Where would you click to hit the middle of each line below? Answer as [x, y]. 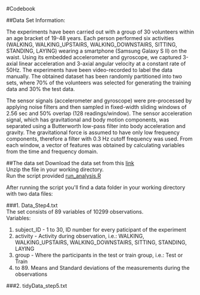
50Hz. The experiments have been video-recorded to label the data [89, 70]
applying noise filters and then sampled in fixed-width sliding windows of [96, 107]
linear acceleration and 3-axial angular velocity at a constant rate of [102, 63]
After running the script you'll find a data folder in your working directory [96, 187]
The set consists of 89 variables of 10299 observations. [75, 212]
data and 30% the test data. [41, 89]
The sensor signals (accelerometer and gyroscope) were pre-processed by [99, 101]
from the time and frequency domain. [52, 151]
